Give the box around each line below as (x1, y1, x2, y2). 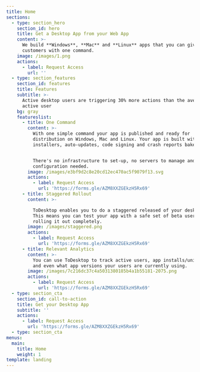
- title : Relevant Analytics (21, 246, 95, 252)
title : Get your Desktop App (17, 302, 89, 308)
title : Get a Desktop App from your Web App (17, 31, 129, 37)
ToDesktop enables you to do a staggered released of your (32, 207, 183, 213)
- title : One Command (21, 120, 76, 126)
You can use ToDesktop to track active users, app (32, 257, 161, 263)
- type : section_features (11, 75, 76, 81)
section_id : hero (17, 25, 60, 32)
